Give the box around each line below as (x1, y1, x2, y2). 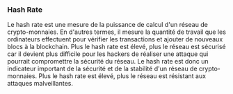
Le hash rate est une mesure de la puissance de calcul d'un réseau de (7, 21, 209, 29)
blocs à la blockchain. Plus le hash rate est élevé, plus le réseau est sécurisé (7, 43, 226, 51)
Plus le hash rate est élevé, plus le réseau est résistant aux (38, 72, 207, 80)
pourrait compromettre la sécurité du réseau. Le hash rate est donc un (7, 57, 209, 66)
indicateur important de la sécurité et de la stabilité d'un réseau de (7, 64, 198, 73)
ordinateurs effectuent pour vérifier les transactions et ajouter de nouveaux (7, 35, 223, 44)
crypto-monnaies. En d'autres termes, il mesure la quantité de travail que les (7, 28, 226, 36)
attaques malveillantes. (7, 79, 73, 88)
